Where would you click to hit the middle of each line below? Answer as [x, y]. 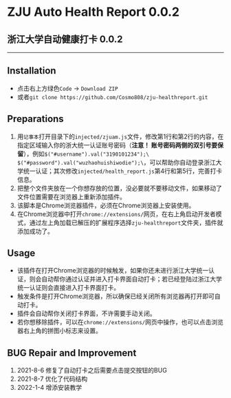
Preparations [35, 119]
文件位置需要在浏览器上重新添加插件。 [71, 196]
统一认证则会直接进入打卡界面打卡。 [68, 288]
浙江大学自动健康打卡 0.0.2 [65, 39]
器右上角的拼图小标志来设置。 [59, 331]
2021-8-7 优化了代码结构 [52, 379]
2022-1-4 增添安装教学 [49, 388]
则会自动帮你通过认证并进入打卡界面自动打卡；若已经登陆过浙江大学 [125, 279]
